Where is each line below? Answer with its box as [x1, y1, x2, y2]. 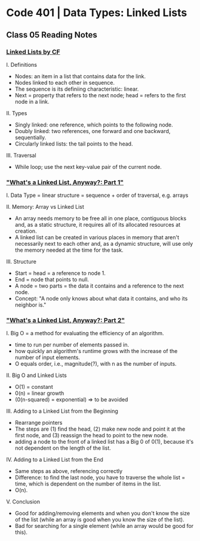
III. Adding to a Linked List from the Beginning [6, 407, 118, 415]
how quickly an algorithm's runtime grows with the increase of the [14, 348, 178, 355]
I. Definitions [6, 61, 38, 68]
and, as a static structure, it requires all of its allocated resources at [14, 221, 181, 228]
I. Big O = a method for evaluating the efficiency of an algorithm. [6, 330, 164, 337]
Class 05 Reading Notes [6, 30, 97, 40]
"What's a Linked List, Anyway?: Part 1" [6, 178, 124, 186]
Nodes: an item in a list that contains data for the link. [14, 72, 146, 80]
